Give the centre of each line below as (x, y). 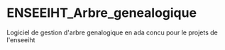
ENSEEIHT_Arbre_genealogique (101, 13)
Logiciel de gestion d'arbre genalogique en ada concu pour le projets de (112, 32)
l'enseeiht (21, 39)
